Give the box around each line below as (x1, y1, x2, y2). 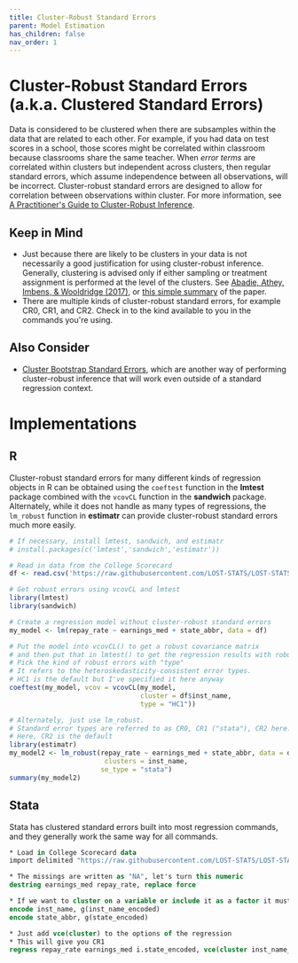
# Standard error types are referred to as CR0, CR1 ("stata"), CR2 (9, 724, 268, 732)
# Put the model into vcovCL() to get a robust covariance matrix (9, 642, 260, 651)
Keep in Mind (9, 225, 83, 240)
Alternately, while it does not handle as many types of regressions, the (9, 500, 267, 511)
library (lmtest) (9, 593, 69, 603)
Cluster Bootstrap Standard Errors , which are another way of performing (21, 364, 286, 374)
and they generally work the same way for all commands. (9, 831, 219, 842)
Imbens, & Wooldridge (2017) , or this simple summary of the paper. (21, 286, 268, 297)
